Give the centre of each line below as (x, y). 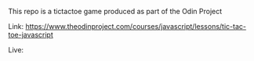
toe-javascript (31, 35)
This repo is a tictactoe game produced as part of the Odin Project (115, 11)
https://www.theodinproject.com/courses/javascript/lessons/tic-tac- (136, 26)
